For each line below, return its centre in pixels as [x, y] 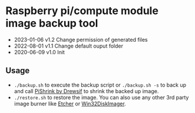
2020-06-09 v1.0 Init [39, 52]
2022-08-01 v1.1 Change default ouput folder [68, 46]
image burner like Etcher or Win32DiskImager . [70, 104]
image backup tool [52, 23]
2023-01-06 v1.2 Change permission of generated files [81, 39]
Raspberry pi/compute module [82, 11]
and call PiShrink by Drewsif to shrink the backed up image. [86, 91]
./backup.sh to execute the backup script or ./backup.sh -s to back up [100, 85]
